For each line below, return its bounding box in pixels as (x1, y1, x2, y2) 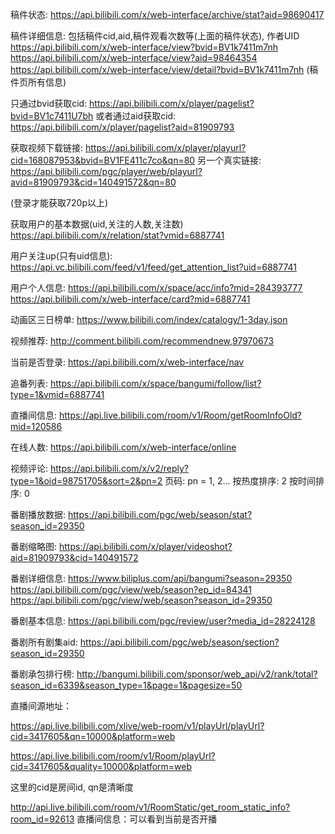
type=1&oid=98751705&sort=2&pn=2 (10, 475, 163, 487)
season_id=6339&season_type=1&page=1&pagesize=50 (10, 679, 243, 691)
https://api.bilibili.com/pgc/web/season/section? (79, 636, 280, 648)
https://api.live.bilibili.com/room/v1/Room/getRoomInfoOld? (58, 409, 303, 421)
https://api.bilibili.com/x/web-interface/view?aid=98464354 (10, 52, 258, 63)
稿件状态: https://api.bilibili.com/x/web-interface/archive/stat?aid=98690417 (10, 9, 325, 20)
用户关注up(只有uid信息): (10, 250, 113, 262)
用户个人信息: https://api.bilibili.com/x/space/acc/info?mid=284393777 (10, 282, 303, 293)
